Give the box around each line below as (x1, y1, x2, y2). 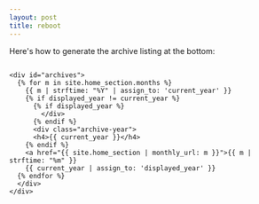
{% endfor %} (17, 171, 66, 180)
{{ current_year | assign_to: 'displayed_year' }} (25, 163, 216, 173)
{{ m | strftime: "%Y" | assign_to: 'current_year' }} (25, 86, 232, 95)
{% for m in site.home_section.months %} (17, 78, 173, 87)
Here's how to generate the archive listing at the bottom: (9, 45, 216, 56)
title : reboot (9, 21, 62, 30)
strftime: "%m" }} (9, 156, 77, 165)
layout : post (9, 12, 58, 22)
